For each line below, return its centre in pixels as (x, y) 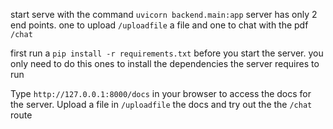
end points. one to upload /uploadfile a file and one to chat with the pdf (159, 25)
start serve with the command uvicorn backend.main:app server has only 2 (164, 14)
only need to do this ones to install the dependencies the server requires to (165, 63)
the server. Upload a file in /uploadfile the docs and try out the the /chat (161, 104)
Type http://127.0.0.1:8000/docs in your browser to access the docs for (161, 93)
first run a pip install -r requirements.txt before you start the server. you (167, 53)
